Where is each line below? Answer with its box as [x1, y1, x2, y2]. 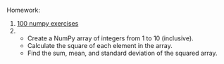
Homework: [6, 6, 40, 14]
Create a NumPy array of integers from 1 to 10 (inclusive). [27, 34, 194, 42]
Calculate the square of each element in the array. [27, 42, 173, 49]
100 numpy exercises [16, 19, 79, 27]
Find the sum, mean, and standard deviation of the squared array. [27, 49, 218, 57]
